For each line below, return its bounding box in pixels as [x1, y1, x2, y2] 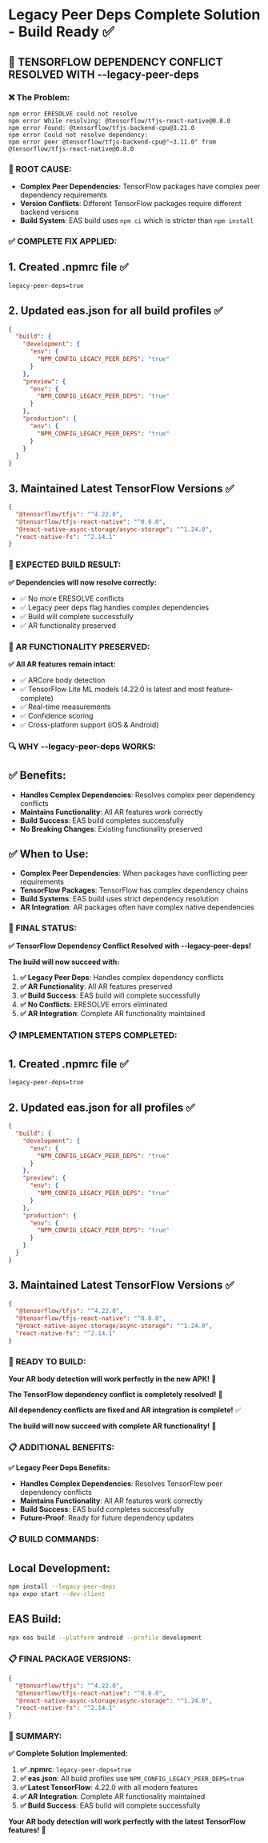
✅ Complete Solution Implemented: [8, 1748, 128, 1758]
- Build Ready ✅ [8, 22, 114, 41]
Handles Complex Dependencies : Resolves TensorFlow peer [19, 1479, 222, 1489]
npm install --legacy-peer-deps [8, 1582, 116, 1591]
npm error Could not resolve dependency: [8, 131, 149, 139]
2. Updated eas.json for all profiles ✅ [8, 1100, 195, 1114]
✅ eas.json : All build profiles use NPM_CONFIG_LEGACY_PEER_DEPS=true [19, 1774, 245, 1784]
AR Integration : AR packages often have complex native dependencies [19, 902, 254, 912]
